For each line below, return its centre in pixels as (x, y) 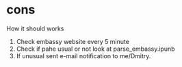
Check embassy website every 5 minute (73, 41)
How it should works (35, 28)
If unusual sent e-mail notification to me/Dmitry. (83, 55)
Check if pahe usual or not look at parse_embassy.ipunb (95, 49)
